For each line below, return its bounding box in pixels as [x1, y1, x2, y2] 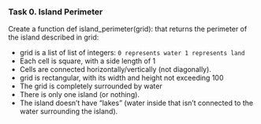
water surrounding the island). [19, 107, 118, 116]
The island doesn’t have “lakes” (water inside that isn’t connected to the [19, 98, 254, 108]
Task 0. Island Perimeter [8, 6, 103, 17]
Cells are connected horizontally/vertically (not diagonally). [19, 65, 211, 74]
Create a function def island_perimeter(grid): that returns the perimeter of [8, 24, 248, 34]
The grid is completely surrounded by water [19, 81, 163, 91]
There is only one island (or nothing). [19, 90, 140, 100]
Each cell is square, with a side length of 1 [19, 56, 156, 66]
